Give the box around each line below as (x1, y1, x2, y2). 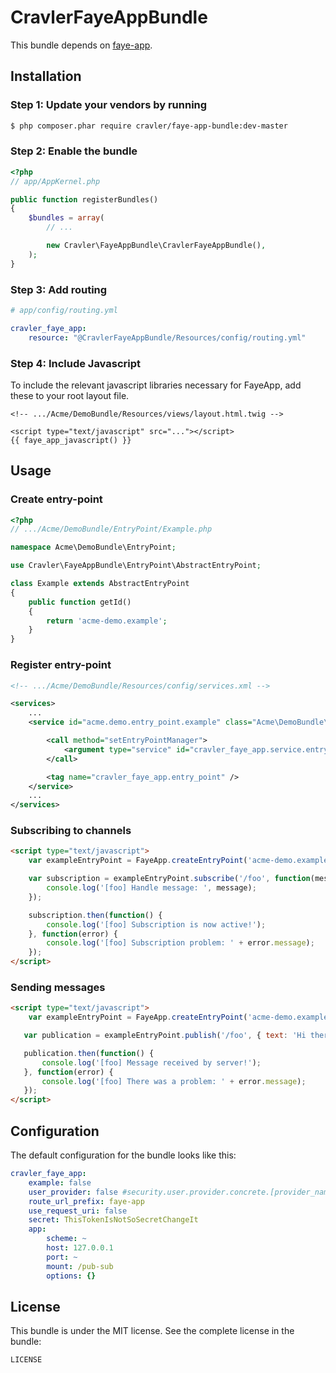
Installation (10, 68, 82, 85)
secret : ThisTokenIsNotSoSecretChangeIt (28, 1215, 199, 1225)
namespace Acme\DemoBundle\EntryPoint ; (10, 542, 177, 553)
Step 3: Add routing (10, 282, 108, 296)
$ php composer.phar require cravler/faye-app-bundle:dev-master (10, 121, 288, 131)
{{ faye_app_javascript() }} (10, 435, 132, 445)
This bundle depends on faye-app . (10, 39, 153, 51)
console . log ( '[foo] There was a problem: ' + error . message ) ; (41, 1076, 307, 1086)
